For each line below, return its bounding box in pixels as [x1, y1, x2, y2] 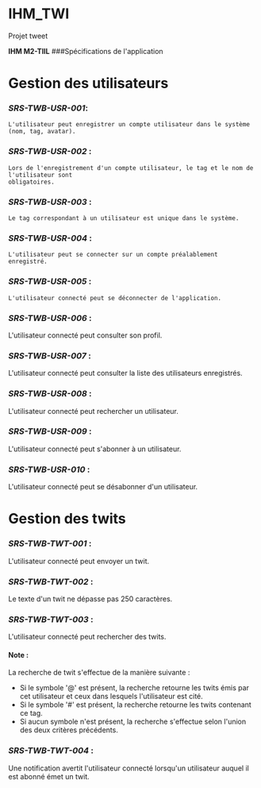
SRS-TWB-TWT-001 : [8, 538, 92, 549]
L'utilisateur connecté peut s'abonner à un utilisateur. [8, 444, 182, 454]
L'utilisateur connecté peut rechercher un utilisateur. [8, 406, 178, 415]
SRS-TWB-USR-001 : [8, 102, 89, 114]
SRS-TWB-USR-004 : [8, 232, 93, 243]
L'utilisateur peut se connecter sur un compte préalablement [8, 251, 218, 259]
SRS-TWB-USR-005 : [8, 276, 92, 287]
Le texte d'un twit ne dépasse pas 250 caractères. [8, 593, 173, 604]
